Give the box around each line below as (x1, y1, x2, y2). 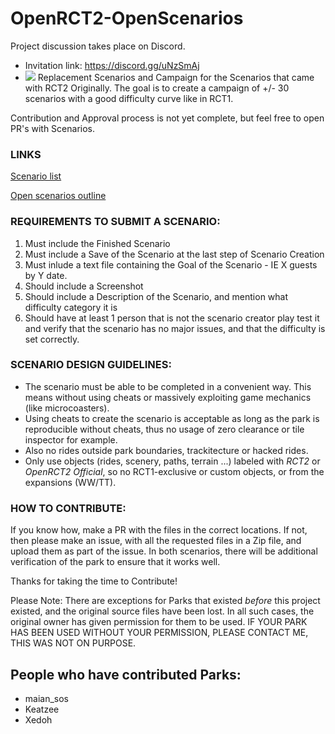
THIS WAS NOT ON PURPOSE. (10, 637, 137, 649)
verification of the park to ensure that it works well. (10, 556, 221, 568)
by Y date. (24, 269, 68, 281)
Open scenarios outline (10, 190, 107, 202)
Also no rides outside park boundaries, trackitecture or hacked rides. (24, 444, 309, 456)
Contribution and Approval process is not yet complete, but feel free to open (10, 112, 325, 124)
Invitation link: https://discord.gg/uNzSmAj (24, 59, 200, 71)
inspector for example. (24, 433, 118, 446)
